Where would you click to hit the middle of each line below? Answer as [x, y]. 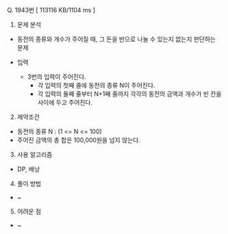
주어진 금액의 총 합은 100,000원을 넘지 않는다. [78, 140]
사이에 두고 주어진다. [65, 102]
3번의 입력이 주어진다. [57, 77]
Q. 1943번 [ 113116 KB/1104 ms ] [51, 10]
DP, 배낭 [28, 169]
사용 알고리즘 [35, 155]
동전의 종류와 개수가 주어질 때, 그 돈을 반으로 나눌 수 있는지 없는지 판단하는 [116, 39]
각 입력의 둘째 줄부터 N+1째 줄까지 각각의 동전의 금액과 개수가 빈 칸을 [129, 94]
